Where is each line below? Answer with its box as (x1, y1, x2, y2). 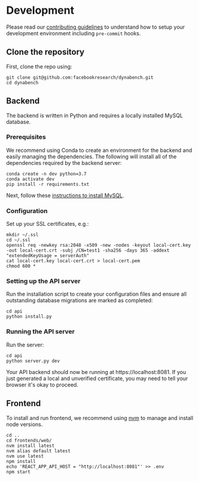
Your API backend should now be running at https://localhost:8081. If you (6, 368, 186, 375)
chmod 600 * (6, 264, 36, 269)
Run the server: (6, 341, 44, 348)
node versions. (6, 421, 43, 428)
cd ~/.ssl (6, 237, 31, 243)
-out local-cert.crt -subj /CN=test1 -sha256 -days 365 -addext (6, 247, 170, 254)
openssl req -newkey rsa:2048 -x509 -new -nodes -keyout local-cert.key (6, 243, 191, 249)
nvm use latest (6, 453, 44, 459)
